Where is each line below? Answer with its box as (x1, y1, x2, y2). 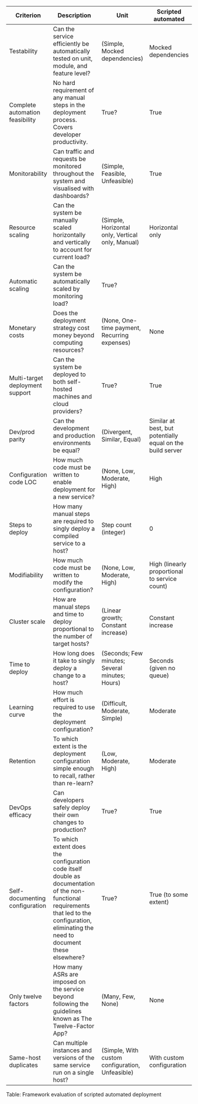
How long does (52, 649, 95, 657)
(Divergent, (101, 428, 133, 436)
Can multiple (52, 1039, 88, 1047)
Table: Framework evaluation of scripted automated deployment (6, 1091, 162, 1098)
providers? (52, 407, 82, 415)
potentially (149, 432, 179, 439)
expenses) (101, 339, 131, 347)
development (52, 424, 90, 432)
